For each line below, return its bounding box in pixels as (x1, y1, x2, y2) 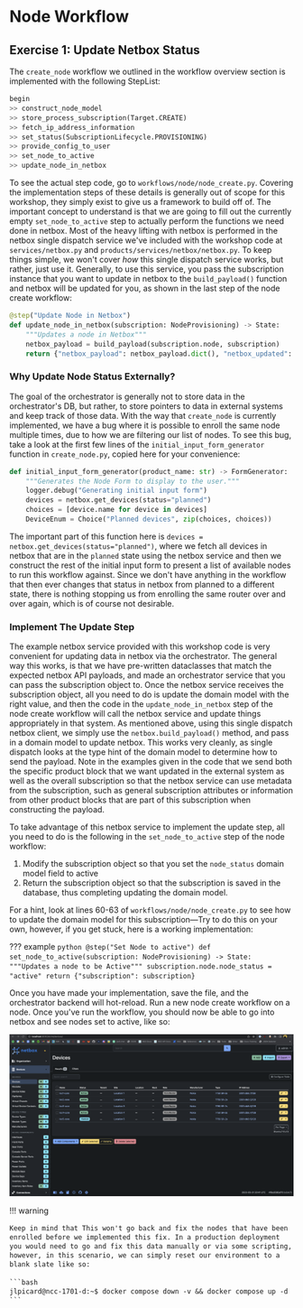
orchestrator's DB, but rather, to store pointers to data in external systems (9, 400, 284, 412)
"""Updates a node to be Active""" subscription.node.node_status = (9, 962, 272, 971)
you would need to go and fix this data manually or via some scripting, (9, 1242, 293, 1251)
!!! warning (9, 1205, 50, 1216)
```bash (9, 1278, 39, 1287)
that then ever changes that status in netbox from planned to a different (9, 579, 275, 589)
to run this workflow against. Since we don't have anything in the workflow (9, 569, 287, 580)
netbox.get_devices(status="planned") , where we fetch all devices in (9, 540, 268, 552)
